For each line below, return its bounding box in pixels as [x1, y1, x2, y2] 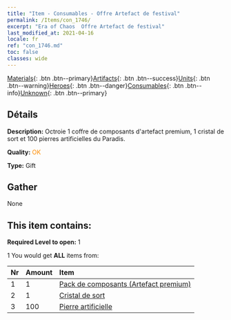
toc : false [7, 49, 39, 56]
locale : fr [7, 36, 39, 43]
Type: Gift [7, 161, 36, 169]
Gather [7, 181, 38, 193]
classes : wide [7, 55, 48, 62]
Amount [25, 267, 53, 277]
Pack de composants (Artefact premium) [59, 279, 192, 289]
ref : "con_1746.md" [7, 42, 63, 49]
